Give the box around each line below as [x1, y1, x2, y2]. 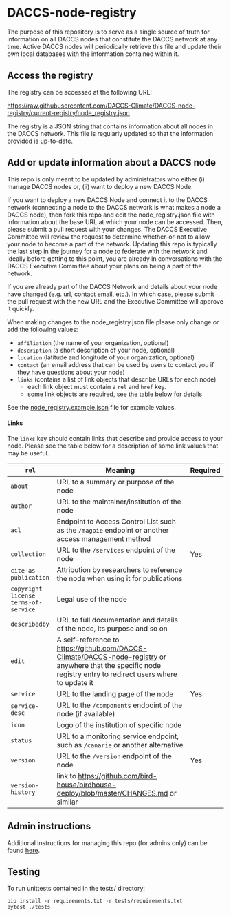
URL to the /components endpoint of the [56, 700, 183, 710]
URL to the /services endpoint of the [56, 545, 176, 555]
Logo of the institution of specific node [56, 720, 182, 729]
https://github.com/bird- [78, 771, 157, 780]
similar [56, 797, 78, 807]
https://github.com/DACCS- [56, 643, 148, 653]
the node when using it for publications [56, 573, 183, 583]
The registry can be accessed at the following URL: [7, 88, 153, 96]
